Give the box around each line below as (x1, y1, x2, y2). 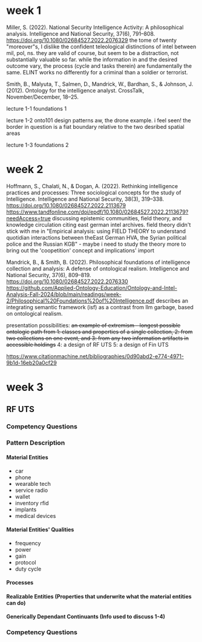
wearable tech (15, 480, 51, 487)
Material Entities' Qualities (6, 526, 74, 533)
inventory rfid (15, 499, 50, 506)
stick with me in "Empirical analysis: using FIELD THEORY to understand (6, 228, 186, 235)
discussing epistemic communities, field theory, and (52, 214, 182, 221)
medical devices (15, 512, 56, 519)
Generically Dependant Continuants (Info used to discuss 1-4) (6, 613, 165, 620)
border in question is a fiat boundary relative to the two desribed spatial (6, 123, 184, 130)
